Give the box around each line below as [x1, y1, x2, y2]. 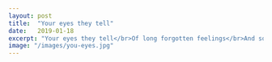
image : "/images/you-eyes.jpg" [8, 42, 114, 50]
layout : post [8, 11, 53, 20]
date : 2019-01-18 [8, 27, 74, 35]
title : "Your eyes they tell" [8, 19, 114, 27]
